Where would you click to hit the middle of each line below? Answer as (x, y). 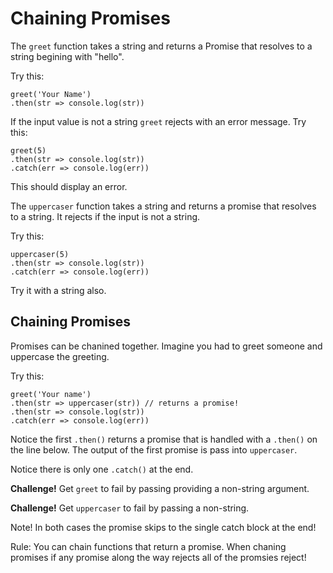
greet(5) (28, 150)
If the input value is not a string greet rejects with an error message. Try (158, 121)
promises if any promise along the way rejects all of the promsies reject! (158, 557)
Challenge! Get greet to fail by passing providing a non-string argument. (160, 488)
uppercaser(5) (40, 254)
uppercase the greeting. (60, 356)
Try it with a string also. (58, 290)
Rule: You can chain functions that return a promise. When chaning (148, 546)
